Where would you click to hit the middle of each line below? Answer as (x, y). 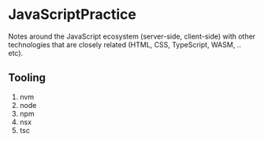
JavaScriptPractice (72, 15)
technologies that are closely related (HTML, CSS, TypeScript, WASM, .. (125, 44)
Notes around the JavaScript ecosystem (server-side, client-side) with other (132, 36)
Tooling (27, 78)
